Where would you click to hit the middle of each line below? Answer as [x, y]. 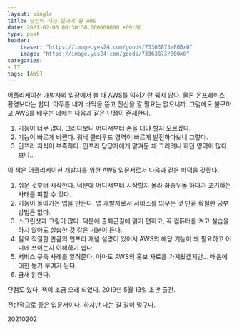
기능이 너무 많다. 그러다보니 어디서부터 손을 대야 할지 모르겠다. [104, 128]
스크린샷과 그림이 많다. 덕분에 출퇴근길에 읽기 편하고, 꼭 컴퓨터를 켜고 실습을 [123, 221]
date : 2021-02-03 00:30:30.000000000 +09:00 [75, 27]
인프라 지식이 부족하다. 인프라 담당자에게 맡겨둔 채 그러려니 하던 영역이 [116, 146]
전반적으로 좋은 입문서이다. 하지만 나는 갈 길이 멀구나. [81, 305]
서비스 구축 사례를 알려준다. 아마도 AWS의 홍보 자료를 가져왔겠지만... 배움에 [123, 256]
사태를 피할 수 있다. [44, 194]
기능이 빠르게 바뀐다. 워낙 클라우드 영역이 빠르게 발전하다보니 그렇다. [113, 137]
